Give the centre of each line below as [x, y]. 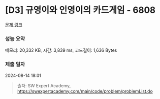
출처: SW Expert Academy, [44, 85]
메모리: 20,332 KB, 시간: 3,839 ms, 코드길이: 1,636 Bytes [61, 50]
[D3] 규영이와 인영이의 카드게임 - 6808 [80, 10]
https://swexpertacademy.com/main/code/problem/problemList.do [85, 91]
